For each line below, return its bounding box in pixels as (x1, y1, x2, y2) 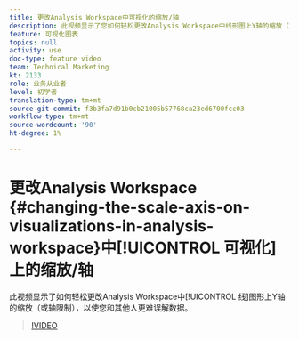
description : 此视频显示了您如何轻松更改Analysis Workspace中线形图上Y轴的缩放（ (9, 21, 289, 30)
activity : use (9, 46, 62, 55)
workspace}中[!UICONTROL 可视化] (9, 238, 278, 258)
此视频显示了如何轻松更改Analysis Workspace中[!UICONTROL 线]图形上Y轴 (9, 291, 287, 302)
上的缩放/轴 (9, 260, 93, 280)
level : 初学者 (9, 87, 58, 96)
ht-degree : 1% (9, 129, 62, 138)
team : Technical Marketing (9, 63, 109, 72)
